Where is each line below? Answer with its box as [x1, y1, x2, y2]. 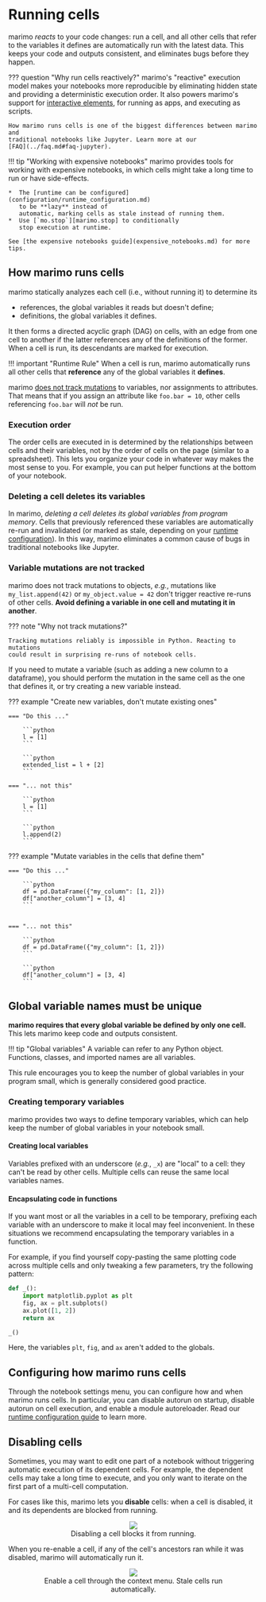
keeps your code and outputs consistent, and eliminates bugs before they [8, 48, 249, 58]
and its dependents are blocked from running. [8, 1506, 158, 1515]
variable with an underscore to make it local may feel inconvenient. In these [8, 1220, 256, 1229]
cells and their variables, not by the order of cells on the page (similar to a [8, 446, 250, 455]
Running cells [8, 6, 101, 24]
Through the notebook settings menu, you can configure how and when [8, 1387, 244, 1396]
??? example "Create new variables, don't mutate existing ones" [8, 697, 218, 706]
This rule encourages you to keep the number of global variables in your [8, 1068, 245, 1078]
